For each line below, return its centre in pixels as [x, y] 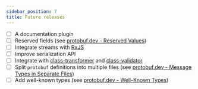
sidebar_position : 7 [32, 11]
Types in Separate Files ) [44, 74]
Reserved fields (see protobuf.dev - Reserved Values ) [81, 40]
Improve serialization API [45, 54]
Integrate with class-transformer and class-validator [78, 60]
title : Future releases [36, 17]
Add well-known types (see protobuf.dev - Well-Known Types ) [92, 80]
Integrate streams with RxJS [49, 47]
